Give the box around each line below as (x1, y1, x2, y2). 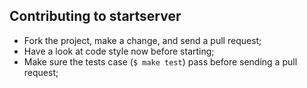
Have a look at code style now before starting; (23, 45, 215, 57)
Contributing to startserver (9, 8, 182, 25)
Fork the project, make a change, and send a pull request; (23, 34, 262, 46)
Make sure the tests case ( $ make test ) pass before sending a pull (23, 55, 298, 68)
